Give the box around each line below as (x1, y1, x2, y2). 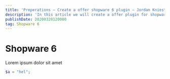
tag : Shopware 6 (5, 21, 39, 27)
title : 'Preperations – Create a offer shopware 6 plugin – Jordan (5, 7, 151, 13)
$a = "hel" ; (5, 69, 30, 74)
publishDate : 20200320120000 (5, 17, 67, 22)
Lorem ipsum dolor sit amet (5, 60, 62, 66)
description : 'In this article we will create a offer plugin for (5, 12, 148, 17)
